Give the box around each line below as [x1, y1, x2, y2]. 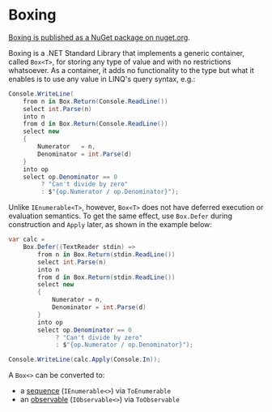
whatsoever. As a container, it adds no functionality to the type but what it [8, 65, 255, 75]
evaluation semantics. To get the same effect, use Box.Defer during [8, 211, 232, 221]
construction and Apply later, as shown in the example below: [8, 220, 213, 230]
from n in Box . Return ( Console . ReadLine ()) [23, 97, 168, 105]
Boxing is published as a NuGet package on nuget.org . [8, 32, 190, 42]
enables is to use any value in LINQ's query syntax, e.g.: [8, 74, 196, 84]
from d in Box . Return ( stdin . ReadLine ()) [37, 273, 176, 281]
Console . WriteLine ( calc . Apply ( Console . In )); [8, 355, 161, 364]
